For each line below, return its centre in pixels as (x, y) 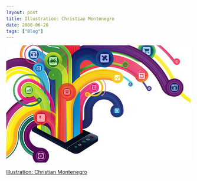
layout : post (22, 12)
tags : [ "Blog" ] (25, 31)
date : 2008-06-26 (27, 25)
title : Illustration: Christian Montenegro (60, 19)
